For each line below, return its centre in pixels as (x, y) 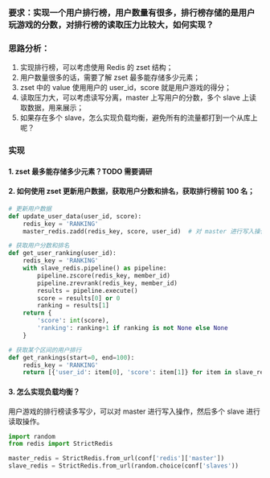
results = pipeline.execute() (88, 291)
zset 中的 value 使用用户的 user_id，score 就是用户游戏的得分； (125, 88)
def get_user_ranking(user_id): (62, 253)
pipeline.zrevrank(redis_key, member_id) (108, 283)
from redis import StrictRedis (61, 444)
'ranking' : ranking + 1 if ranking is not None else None (133, 328)
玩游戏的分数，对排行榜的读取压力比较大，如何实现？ (111, 24)
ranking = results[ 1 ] (74, 306)
